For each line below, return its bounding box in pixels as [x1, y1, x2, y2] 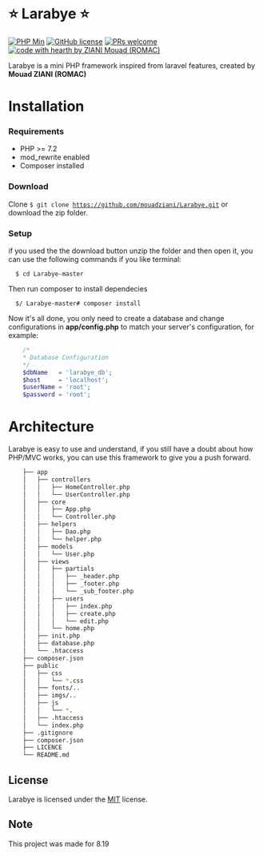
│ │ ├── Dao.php [22, 528, 91, 536]
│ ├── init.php [22, 632, 81, 640]
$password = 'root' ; [22, 391, 91, 399]
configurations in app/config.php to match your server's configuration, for [8, 322, 254, 332]
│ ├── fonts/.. [22, 684, 81, 692]
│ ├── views [22, 557, 70, 565]
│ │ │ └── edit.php [22, 617, 110, 625]
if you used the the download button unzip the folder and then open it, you [8, 246, 253, 255]
